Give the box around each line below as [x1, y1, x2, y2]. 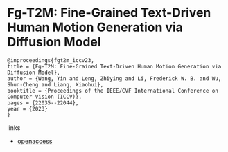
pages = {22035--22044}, [7, 99, 79, 106]
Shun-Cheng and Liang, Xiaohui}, [7, 81, 104, 88]
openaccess [17, 137, 53, 145]
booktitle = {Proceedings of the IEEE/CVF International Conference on [7, 87, 218, 94]
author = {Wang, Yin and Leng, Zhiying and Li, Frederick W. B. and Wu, [7, 75, 222, 82]
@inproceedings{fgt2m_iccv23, [7, 57, 95, 64]
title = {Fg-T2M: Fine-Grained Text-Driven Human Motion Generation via [7, 63, 222, 70]
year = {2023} [7, 105, 49, 112]
